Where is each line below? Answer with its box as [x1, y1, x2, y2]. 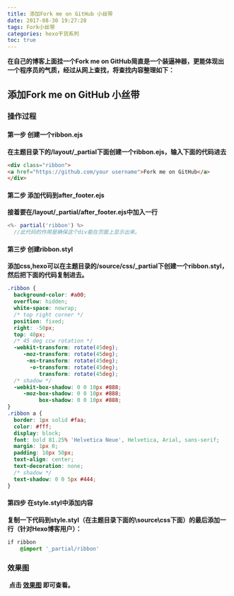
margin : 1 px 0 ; [13, 443, 59, 450]
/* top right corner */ [13, 311, 83, 319]
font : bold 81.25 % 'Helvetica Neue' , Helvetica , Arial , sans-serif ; [13, 436, 220, 443]
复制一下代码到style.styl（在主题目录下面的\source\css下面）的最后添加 [7, 515, 221, 524]
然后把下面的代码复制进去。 [7, 270, 88, 280]
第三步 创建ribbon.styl [7, 245, 74, 253]
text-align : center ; [13, 456, 74, 464]
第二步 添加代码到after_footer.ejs [7, 190, 105, 199]
